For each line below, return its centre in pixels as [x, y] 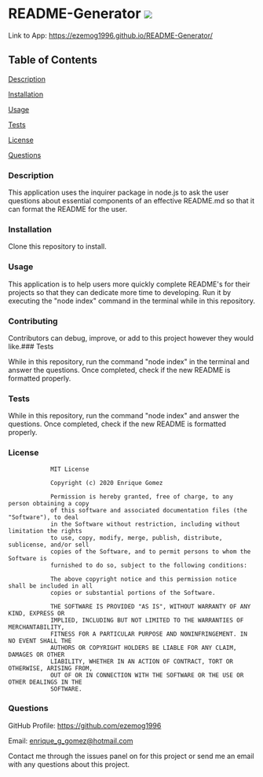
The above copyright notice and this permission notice [143, 579]
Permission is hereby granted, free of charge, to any [142, 496]
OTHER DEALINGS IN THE [45, 682]
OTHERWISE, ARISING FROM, [50, 668]
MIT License [69, 469]
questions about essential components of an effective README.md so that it [131, 201]
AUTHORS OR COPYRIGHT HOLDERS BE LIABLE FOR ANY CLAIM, [143, 647]
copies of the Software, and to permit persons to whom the [150, 551]
